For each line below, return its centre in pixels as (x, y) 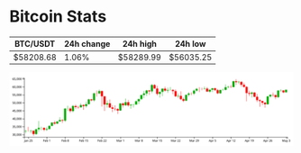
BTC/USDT (35, 44)
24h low (190, 44)
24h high (140, 44)
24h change (87, 44)
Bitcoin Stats (58, 17)
